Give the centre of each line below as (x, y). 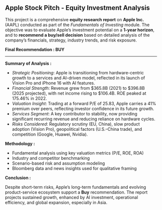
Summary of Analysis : (28, 63)
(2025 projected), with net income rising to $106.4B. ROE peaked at (79, 93)
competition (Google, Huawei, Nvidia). (50, 134)
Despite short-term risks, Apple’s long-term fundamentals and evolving (75, 187)
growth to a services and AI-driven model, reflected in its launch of (79, 78)
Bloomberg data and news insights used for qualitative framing (74, 168)
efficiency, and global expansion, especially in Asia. (56, 202)
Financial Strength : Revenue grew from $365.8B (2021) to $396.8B (78, 88)
